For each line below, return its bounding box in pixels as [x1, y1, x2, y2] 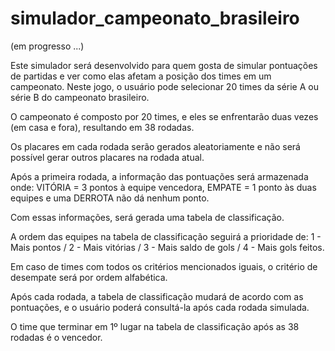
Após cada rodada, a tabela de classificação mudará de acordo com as [10, 290, 304, 302]
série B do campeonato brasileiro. [10, 91, 150, 103]
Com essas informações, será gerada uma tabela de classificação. [10, 211, 285, 223]
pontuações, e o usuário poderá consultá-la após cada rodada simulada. [10, 301, 310, 313]
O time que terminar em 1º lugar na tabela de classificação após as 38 [10, 320, 300, 332]
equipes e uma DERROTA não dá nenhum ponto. [10, 192, 210, 204]
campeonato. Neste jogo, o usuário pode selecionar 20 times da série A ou [10, 80, 319, 92]
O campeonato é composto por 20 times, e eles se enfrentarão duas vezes [10, 110, 319, 122]
